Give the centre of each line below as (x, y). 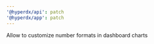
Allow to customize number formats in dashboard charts (77, 35)
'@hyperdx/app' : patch (35, 18)
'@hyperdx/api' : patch (35, 12)
